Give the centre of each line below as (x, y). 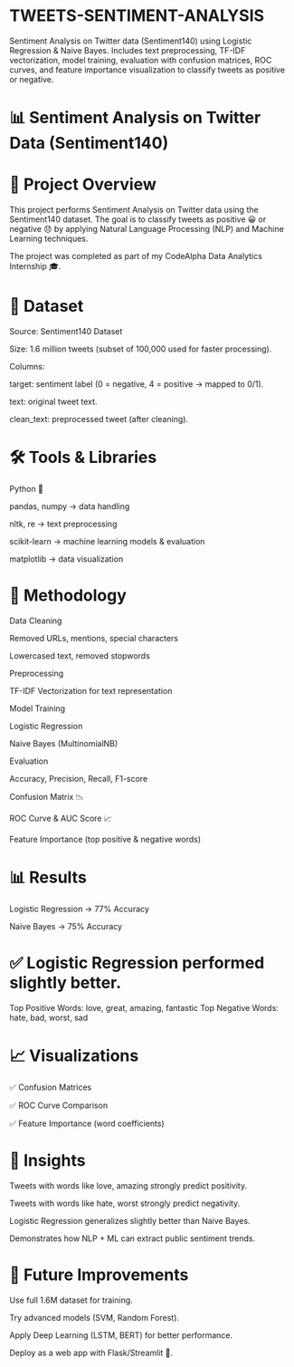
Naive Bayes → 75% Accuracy (66, 926)
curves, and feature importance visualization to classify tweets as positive (147, 70)
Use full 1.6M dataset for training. (71, 1300)
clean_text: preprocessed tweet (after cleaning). (99, 419)
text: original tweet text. (53, 401)
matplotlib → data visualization (66, 559)
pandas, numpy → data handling (70, 506)
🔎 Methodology (68, 596)
